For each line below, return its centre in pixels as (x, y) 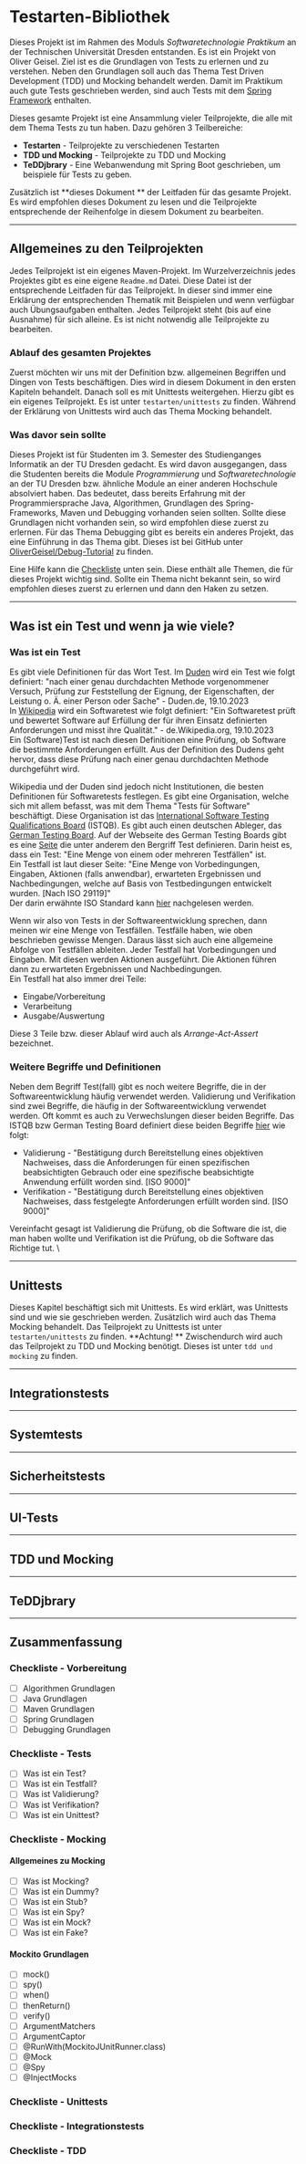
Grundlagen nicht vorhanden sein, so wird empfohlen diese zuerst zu (139, 523)
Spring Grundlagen (58, 1719)
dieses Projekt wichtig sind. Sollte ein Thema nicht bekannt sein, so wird (145, 579)
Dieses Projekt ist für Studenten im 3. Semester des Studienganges (136, 455)
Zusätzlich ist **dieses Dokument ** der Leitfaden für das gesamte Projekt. (150, 192)
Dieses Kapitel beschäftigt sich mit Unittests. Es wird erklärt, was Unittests (149, 1308)
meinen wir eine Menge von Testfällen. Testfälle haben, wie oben (131, 930)
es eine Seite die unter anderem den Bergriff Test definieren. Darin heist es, (151, 845)
